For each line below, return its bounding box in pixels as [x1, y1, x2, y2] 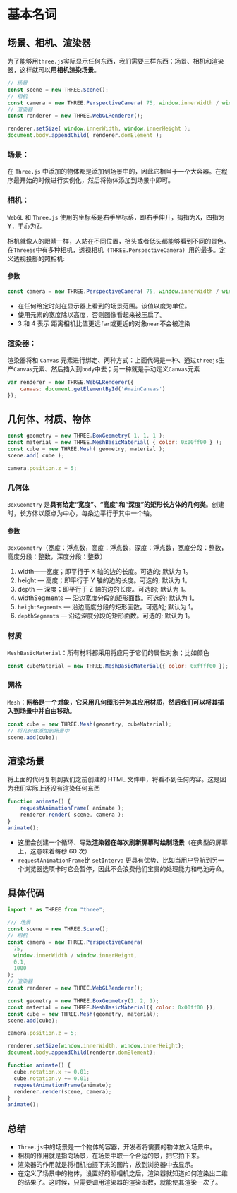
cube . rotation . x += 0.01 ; [13, 1068, 90, 1075]
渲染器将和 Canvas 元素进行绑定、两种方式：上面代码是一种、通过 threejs [7, 356, 219, 364]
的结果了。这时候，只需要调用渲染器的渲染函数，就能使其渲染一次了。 [17, 1177, 222, 1186]
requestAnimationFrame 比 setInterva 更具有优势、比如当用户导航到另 [17, 856, 219, 864]
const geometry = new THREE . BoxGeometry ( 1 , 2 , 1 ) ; [7, 997, 159, 1005]
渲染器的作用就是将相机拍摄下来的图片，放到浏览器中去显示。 [17, 1160, 197, 1168]
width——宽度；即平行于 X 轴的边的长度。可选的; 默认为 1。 [17, 568, 192, 576]
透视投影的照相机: [13, 254, 66, 263]
